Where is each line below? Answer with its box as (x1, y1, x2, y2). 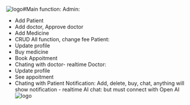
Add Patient (14, 17, 44, 24)
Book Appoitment (14, 55, 58, 61)
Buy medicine (14, 48, 49, 55)
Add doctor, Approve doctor (14, 24, 84, 30)
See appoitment (14, 74, 54, 80)
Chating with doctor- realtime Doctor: (14, 61, 107, 68)
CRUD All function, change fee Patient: (14, 36, 110, 42)
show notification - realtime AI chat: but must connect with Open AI (14, 86, 180, 93)
